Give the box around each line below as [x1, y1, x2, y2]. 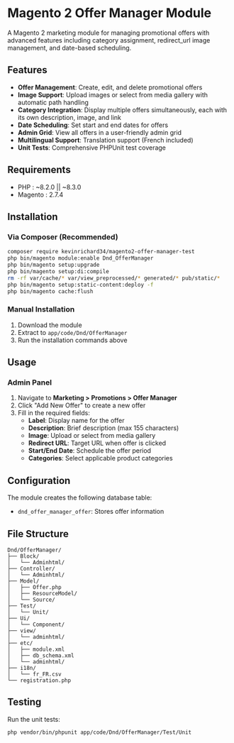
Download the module [17, 321, 83, 329]
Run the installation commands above [17, 336, 128, 344]
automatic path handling [17, 98, 89, 106]
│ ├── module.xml [7, 646, 65, 653]
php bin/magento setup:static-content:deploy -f [7, 281, 154, 288]
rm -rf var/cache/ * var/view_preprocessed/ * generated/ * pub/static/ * [7, 275, 221, 282]
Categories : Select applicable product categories [28, 454, 173, 463]
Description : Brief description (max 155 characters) [28, 424, 179, 432]
